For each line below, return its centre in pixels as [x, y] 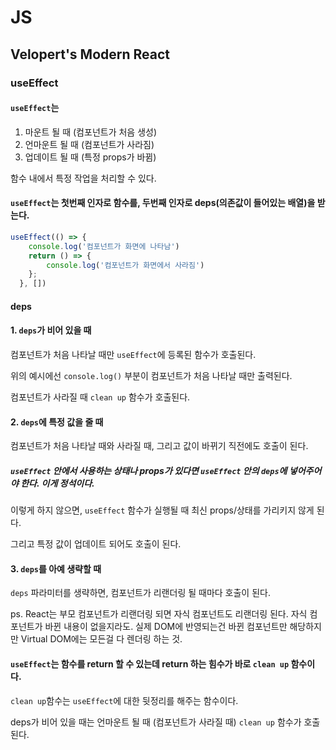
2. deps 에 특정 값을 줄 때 [57, 422]
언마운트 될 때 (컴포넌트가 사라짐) [89, 144]
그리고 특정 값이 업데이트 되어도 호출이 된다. [96, 544]
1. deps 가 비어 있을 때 [51, 330]
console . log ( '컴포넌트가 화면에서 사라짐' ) [125, 265]
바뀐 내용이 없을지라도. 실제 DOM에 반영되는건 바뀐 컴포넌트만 [166, 627]
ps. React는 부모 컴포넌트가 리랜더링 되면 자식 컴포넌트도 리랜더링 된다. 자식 [159, 614]
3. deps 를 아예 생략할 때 [56, 568]
